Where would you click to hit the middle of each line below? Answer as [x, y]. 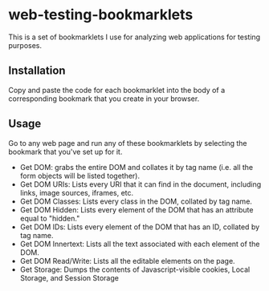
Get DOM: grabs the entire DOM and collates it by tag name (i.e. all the [137, 167]
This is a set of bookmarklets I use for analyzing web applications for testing [134, 37]
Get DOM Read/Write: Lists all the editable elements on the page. [127, 261]
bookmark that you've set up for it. [65, 152]
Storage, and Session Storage [69, 277]
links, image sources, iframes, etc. [77, 192]
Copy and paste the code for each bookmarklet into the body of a [117, 90]
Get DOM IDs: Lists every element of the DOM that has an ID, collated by [140, 227]
